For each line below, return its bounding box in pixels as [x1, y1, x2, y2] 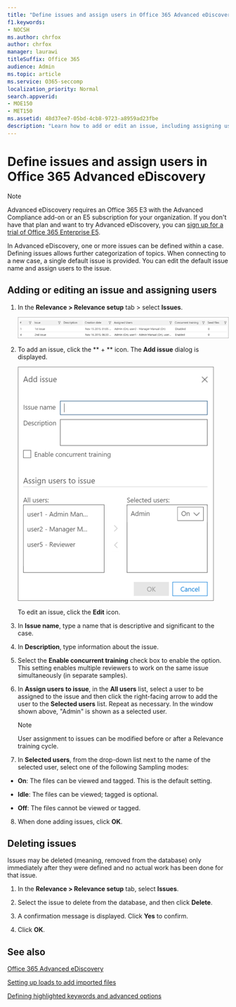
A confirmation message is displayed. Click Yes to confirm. [17, 912, 188, 921]
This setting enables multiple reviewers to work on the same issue [17, 663, 209, 672]
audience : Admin [7, 63, 55, 70]
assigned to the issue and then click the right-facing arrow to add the [17, 692, 218, 701]
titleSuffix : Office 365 [7, 56, 80, 63]
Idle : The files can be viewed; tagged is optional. [17, 790, 159, 798]
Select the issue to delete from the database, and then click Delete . [17, 898, 213, 907]
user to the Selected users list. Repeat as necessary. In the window [17, 699, 214, 708]
